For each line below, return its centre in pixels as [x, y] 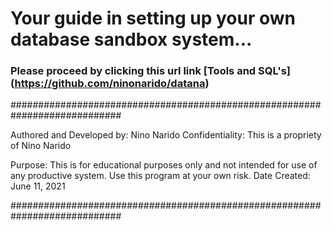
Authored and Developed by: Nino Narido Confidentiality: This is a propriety [166, 135]
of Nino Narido [41, 146]
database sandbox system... [131, 39]
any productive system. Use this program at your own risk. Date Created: [160, 176]
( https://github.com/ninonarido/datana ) [110, 84]
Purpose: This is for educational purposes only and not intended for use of [164, 165]
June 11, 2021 [38, 186]
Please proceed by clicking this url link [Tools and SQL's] [150, 71]
